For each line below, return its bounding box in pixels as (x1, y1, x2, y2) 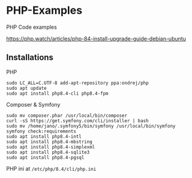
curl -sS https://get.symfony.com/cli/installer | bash (6, 117, 149, 123)
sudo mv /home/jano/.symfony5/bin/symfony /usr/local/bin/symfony (6, 123, 176, 129)
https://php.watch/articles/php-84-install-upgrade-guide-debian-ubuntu (6, 35, 186, 42)
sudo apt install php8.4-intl (6, 133, 82, 140)
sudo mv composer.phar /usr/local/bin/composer (6, 112, 128, 119)
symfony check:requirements (6, 128, 77, 134)
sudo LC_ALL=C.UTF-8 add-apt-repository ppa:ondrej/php (6, 80, 149, 86)
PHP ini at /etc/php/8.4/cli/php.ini (6, 165, 97, 172)
